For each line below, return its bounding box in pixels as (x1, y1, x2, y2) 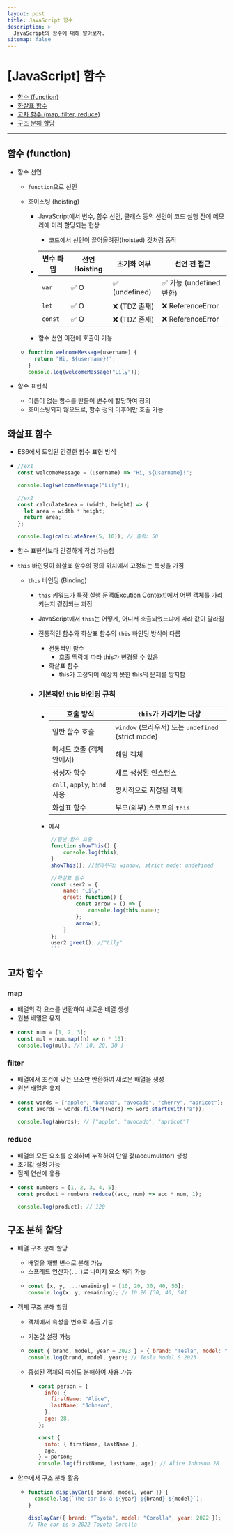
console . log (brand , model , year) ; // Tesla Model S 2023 (27, 1354, 197, 1361)
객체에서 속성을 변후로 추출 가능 (27, 1317, 114, 1326)
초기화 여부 (116, 259, 151, 269)
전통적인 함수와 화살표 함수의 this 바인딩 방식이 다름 (38, 629, 181, 638)
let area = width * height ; (24, 507, 106, 515)
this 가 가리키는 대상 (137, 709, 201, 719)
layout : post (7, 10, 45, 17)
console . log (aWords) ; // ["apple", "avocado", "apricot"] (17, 1118, 189, 1125)
